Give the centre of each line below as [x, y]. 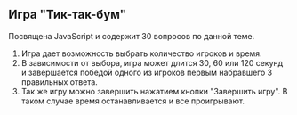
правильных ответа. [60, 82]
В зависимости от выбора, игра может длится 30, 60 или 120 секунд [152, 62]
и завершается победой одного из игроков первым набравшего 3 [147, 72]
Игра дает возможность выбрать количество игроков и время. [142, 53]
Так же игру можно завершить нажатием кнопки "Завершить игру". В [154, 91]
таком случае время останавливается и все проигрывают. [133, 101]
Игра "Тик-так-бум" [67, 15]
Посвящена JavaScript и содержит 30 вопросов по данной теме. [132, 36]
